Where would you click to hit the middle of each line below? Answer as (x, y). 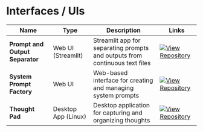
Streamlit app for (117, 40)
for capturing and (118, 113)
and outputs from (118, 55)
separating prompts (121, 48)
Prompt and (27, 44)
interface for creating (123, 80)
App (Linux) (69, 116)
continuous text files (122, 63)
